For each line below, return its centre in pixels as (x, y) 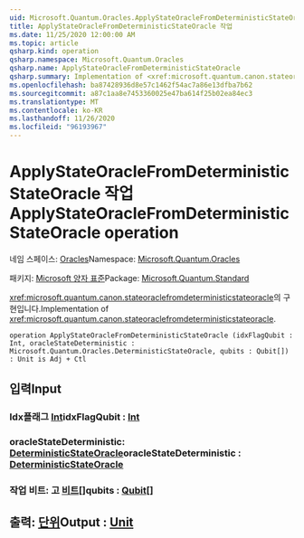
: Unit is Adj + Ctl (48, 359)
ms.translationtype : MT (54, 102)
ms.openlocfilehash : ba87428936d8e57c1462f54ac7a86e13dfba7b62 (131, 85)
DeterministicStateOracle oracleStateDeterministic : (125, 453)
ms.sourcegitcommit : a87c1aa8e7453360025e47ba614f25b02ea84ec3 (131, 93)
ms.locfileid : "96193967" (58, 127)
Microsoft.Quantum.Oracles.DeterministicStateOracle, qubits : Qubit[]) (149, 351)
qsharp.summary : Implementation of (76, 77)
